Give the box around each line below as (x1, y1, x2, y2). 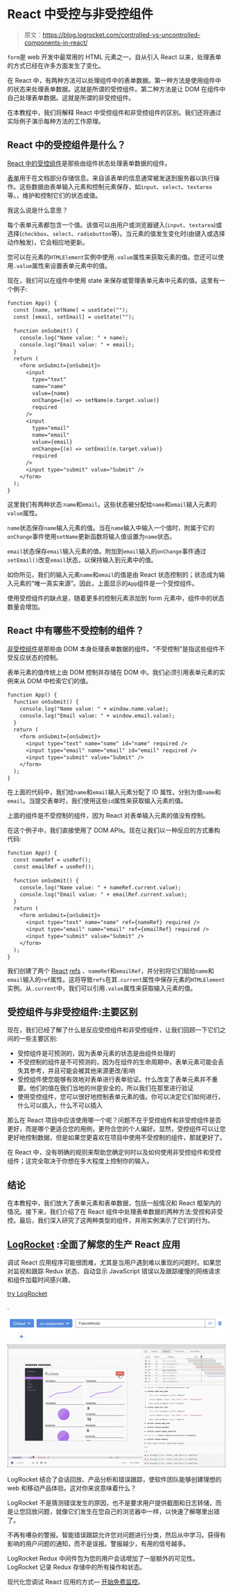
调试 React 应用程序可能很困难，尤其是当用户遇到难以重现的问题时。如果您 (7, 1258, 222, 1266)
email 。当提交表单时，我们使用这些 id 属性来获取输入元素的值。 (7, 796, 187, 805)
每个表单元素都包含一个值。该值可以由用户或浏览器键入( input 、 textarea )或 (7, 220, 223, 229)
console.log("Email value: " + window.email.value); (19, 712, 175, 719)
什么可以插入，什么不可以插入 (17, 1101, 103, 1109)
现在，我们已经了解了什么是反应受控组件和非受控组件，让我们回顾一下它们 (7, 1025, 220, 1034)
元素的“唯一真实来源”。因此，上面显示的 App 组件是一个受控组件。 (12, 579, 198, 587)
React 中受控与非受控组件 (7, 6, 154, 22)
